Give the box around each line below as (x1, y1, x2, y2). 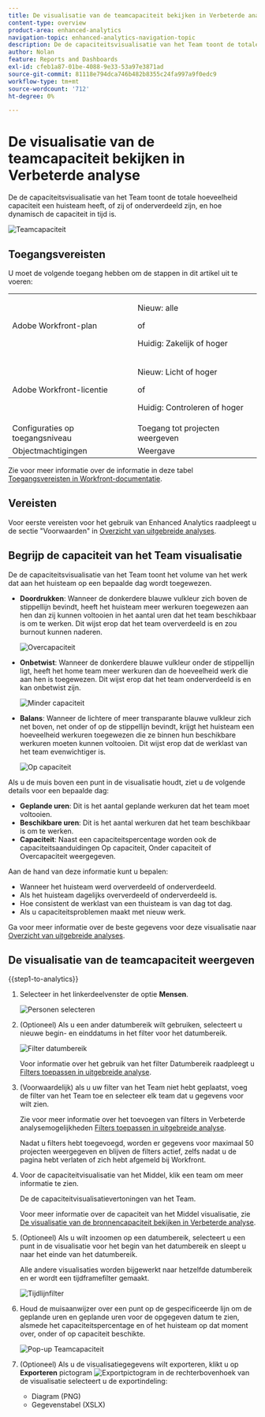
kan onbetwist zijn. (19, 683, 81, 692)
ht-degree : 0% (8, 92, 55, 100)
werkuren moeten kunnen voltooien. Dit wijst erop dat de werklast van (19, 738, 248, 748)
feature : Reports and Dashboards (8, 56, 118, 64)
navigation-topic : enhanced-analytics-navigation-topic (8, 33, 196, 42)
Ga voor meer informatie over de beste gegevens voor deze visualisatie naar (8, 922, 257, 931)
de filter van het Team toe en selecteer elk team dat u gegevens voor (19, 1091, 244, 1101)
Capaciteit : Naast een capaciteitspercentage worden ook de (19, 834, 217, 844)
